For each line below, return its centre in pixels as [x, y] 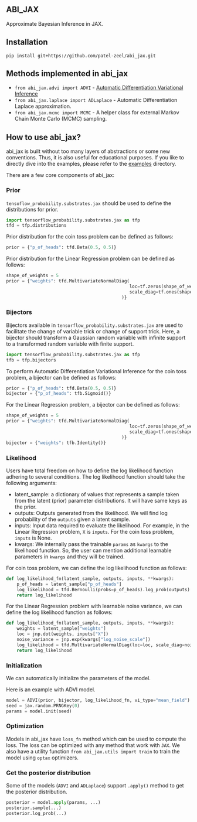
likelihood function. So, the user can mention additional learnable [93, 550]
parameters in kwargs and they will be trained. [69, 557]
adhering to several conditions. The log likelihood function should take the [96, 476]
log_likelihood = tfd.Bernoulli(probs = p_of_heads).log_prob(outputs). [105, 589]
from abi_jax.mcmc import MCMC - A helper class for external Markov [97, 112]
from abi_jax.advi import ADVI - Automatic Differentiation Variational [99, 88]
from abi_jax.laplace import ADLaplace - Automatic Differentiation [96, 100]
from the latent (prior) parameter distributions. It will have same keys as [101, 500]
